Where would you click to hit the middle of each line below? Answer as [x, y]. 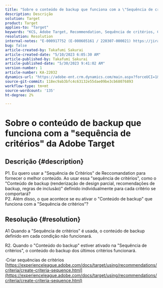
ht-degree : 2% [19, 95]
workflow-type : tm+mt [27, 86]
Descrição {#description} [44, 161]
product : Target [21, 23]
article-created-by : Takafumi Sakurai [44, 50]
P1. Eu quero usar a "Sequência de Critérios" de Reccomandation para [75, 173]
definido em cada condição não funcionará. [49, 236]
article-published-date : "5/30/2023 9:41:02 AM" [55, 63]
